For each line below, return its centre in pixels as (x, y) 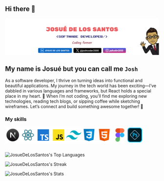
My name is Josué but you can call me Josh (72, 69)
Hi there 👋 (20, 9)
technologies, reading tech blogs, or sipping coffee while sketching (73, 101)
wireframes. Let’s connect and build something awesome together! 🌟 (74, 107)
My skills (16, 119)
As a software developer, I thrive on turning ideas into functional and (74, 81)
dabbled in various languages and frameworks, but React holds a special (78, 91)
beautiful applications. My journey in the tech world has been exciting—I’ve (81, 86)
